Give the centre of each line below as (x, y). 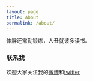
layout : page (22, 12)
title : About (22, 17)
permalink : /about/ (31, 23)
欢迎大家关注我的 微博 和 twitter (43, 72)
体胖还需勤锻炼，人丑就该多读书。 (48, 41)
